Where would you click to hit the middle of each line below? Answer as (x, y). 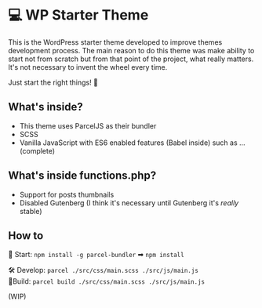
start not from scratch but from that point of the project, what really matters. (131, 59)
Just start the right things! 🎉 (53, 82)
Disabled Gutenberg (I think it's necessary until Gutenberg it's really (129, 203)
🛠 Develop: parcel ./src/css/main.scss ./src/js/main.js (103, 270)
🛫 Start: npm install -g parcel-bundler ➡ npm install (96, 255)
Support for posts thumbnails (67, 194)
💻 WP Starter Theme (78, 15)
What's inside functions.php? (82, 176)
